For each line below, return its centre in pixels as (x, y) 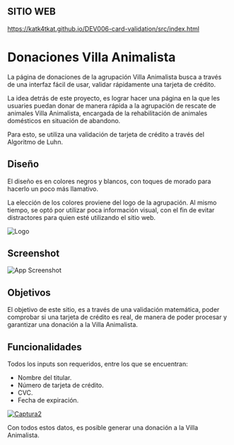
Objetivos (29, 293)
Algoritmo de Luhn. (35, 141)
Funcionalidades (45, 347)
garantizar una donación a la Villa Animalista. (72, 325)
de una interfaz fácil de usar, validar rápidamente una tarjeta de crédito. (112, 84)
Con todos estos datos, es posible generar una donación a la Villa (103, 428)
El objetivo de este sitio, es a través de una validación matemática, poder (113, 310)
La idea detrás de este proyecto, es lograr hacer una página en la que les (114, 98)
